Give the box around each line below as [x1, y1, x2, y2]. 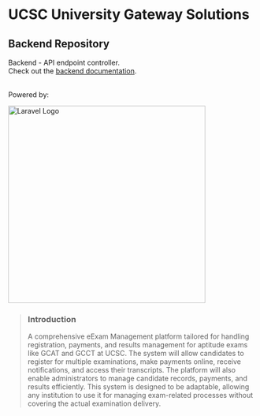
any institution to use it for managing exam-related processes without [27, 391, 254, 400]
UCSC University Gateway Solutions [8, 6, 250, 24]
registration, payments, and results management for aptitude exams [27, 340, 248, 350]
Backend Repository [8, 37, 110, 51]
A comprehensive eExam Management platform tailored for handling [27, 332, 250, 341]
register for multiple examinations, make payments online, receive [27, 357, 242, 366]
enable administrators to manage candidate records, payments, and [27, 373, 248, 384]
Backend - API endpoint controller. [8, 58, 121, 67]
